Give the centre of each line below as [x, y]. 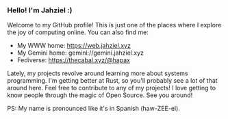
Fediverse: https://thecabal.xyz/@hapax [73, 60]
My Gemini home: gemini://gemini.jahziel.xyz [80, 53]
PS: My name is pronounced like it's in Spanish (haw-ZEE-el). [93, 109]
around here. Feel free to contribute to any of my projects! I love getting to [112, 88]
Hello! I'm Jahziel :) [40, 10]
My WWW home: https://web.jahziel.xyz [74, 46]
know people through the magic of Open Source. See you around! [100, 95]
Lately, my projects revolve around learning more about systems [98, 73]
